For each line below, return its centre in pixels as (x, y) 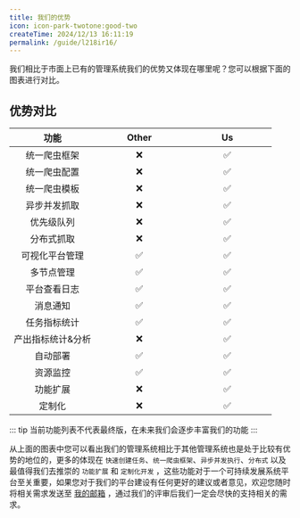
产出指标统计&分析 (53, 340)
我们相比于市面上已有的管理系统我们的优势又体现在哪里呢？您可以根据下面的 (150, 69)
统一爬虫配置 (53, 172)
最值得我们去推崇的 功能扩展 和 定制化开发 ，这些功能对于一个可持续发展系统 (145, 471)
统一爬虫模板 (53, 189)
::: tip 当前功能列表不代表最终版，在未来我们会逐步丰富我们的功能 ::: (133, 430)
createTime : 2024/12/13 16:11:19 (71, 34)
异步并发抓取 (53, 206)
